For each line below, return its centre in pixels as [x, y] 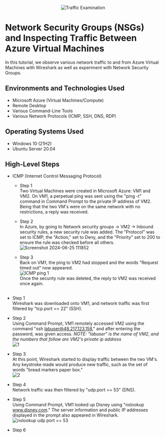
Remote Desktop [29, 105]
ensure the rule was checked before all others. [67, 243]
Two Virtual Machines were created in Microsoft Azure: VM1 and [85, 191]
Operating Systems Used [44, 132]
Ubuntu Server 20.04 [34, 149]
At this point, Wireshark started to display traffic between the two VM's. [85, 359]
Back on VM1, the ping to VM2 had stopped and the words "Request [89, 262]
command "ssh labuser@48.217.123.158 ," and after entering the [76, 328]
